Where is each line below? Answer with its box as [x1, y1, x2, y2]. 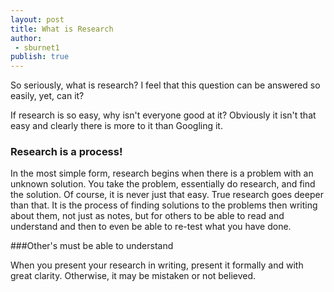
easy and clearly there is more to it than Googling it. [10, 120, 223, 132]
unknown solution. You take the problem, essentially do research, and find [10, 178, 316, 190]
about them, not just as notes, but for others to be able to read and [10, 210, 285, 222]
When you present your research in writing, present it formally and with [10, 259, 304, 271]
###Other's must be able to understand [10, 240, 174, 252]
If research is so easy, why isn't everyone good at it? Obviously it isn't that [10, 109, 317, 121]
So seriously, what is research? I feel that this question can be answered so [10, 79, 321, 91]
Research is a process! [10, 145, 123, 159]
